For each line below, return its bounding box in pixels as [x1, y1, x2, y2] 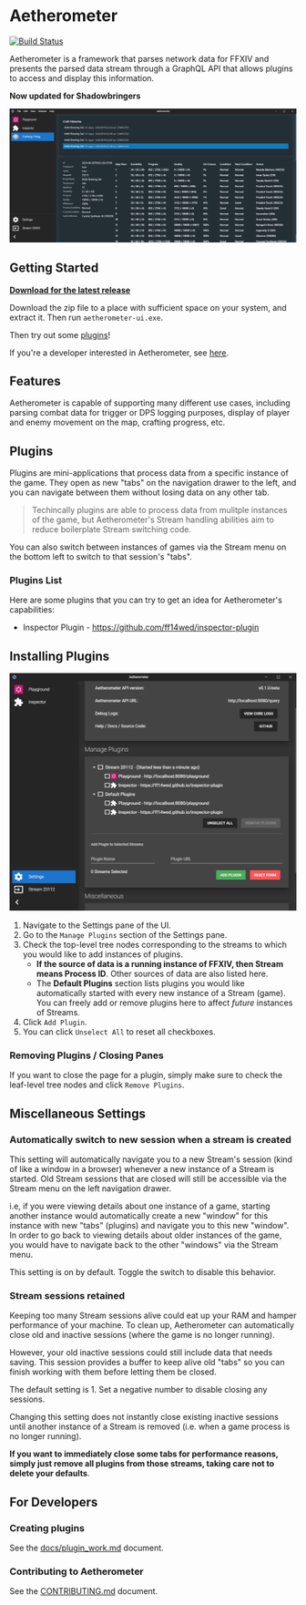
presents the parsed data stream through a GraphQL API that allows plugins [9, 63, 293, 74]
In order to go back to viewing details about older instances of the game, [9, 1229, 282, 1240]
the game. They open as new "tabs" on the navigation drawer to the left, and [9, 478, 297, 489]
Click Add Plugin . [22, 1017, 88, 1028]
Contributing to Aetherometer [9, 1565, 144, 1578]
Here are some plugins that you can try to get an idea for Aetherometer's [9, 594, 282, 606]
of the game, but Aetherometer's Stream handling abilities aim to [31, 514, 275, 525]
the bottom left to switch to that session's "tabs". [9, 551, 193, 562]
